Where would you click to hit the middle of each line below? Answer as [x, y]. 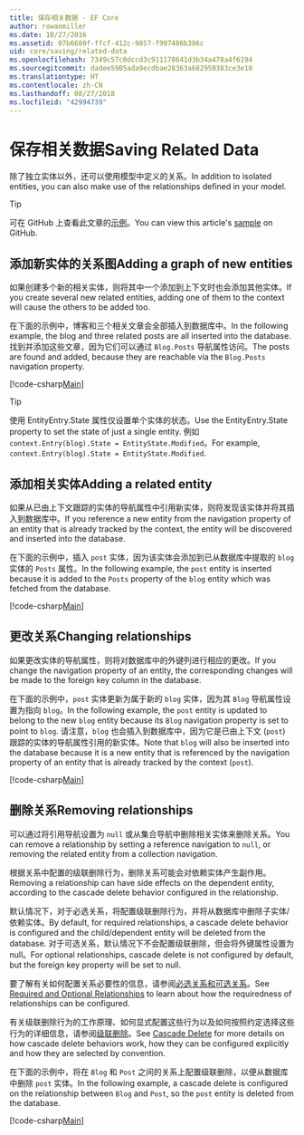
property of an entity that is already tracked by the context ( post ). [132, 762]
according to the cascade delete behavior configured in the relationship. [144, 892]
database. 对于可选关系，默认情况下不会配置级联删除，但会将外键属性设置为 [152, 943]
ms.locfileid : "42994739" [58, 102]
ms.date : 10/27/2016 [48, 34]
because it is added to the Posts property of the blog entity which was [140, 578]
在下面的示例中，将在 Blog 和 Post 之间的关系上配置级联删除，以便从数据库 [149, 1072]
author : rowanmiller [48, 26]
